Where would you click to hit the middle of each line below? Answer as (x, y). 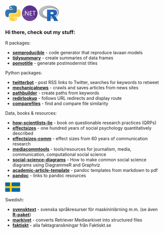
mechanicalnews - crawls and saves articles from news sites (75, 88)
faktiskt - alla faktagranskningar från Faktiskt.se (62, 225)
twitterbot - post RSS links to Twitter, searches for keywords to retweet (85, 82)
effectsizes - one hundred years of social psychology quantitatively (82, 128)
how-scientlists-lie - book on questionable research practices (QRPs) (84, 123)
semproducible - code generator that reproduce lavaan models (78, 53)
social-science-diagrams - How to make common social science (79, 160)
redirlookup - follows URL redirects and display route (67, 98)
